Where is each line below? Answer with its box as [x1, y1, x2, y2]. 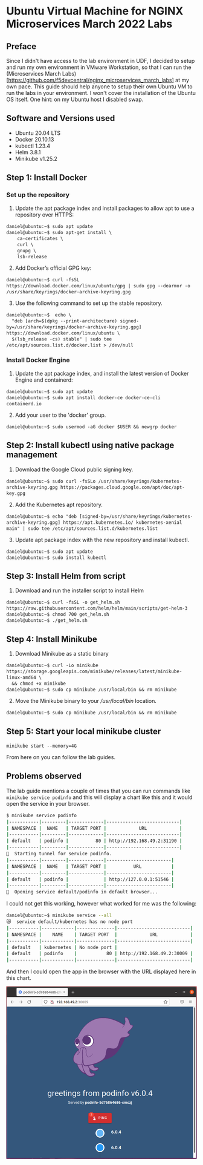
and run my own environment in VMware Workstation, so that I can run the [6, 64, 192, 71]
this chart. [6, 974, 31, 982]
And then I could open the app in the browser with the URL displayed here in [6, 968, 196, 975]
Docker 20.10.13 [14, 135, 54, 143]
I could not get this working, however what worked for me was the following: [6, 900, 197, 907]
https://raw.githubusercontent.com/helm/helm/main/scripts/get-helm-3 [6, 605, 188, 612]
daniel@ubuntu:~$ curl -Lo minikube [6, 662, 98, 669]
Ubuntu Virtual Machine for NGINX [6, 4, 184, 18]
